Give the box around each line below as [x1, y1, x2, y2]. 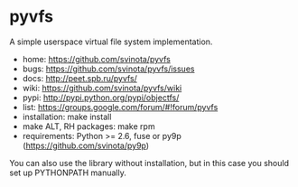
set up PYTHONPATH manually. [9, 167, 126, 178]
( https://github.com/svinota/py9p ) [22, 140, 150, 151]
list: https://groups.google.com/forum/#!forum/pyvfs [22, 101, 219, 112]
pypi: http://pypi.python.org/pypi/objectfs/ [22, 92, 180, 103]
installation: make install [22, 111, 112, 122]
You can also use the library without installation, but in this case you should [9, 157, 289, 168]
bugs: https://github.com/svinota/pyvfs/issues [22, 63, 195, 74]
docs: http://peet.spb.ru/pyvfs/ [22, 72, 137, 83]
